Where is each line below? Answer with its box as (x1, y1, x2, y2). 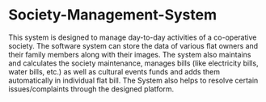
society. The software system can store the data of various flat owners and (8, 40, 259, 50)
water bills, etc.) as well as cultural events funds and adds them (8, 66, 221, 76)
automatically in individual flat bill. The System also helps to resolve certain (8, 75, 259, 85)
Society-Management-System (8, 6, 217, 24)
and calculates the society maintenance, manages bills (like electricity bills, (8, 58, 259, 68)
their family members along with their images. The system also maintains (8, 49, 251, 59)
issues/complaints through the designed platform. (8, 83, 175, 94)
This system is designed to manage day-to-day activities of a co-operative (8, 32, 257, 42)
